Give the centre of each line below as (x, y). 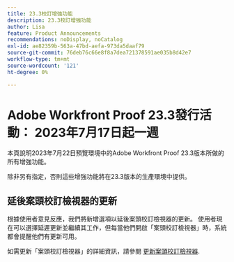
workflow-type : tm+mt (39, 59)
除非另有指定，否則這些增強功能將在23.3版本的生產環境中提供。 (99, 177)
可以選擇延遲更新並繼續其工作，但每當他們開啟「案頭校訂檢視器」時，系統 (120, 228)
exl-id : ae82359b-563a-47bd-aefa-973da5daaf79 (76, 46)
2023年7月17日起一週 (96, 132)
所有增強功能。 (29, 162)
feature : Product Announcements (54, 33)
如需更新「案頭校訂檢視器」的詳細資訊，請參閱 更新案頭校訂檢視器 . (103, 252)
